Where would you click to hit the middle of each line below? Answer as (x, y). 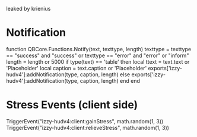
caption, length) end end (110, 80)
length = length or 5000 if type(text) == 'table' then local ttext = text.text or (98, 61)
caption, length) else (105, 74)
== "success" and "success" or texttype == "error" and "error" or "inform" (98, 55)
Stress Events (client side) (72, 105)
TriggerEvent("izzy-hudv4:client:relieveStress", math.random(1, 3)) (88, 127)
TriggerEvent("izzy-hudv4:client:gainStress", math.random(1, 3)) (85, 121)
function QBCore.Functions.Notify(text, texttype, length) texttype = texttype (99, 49)
